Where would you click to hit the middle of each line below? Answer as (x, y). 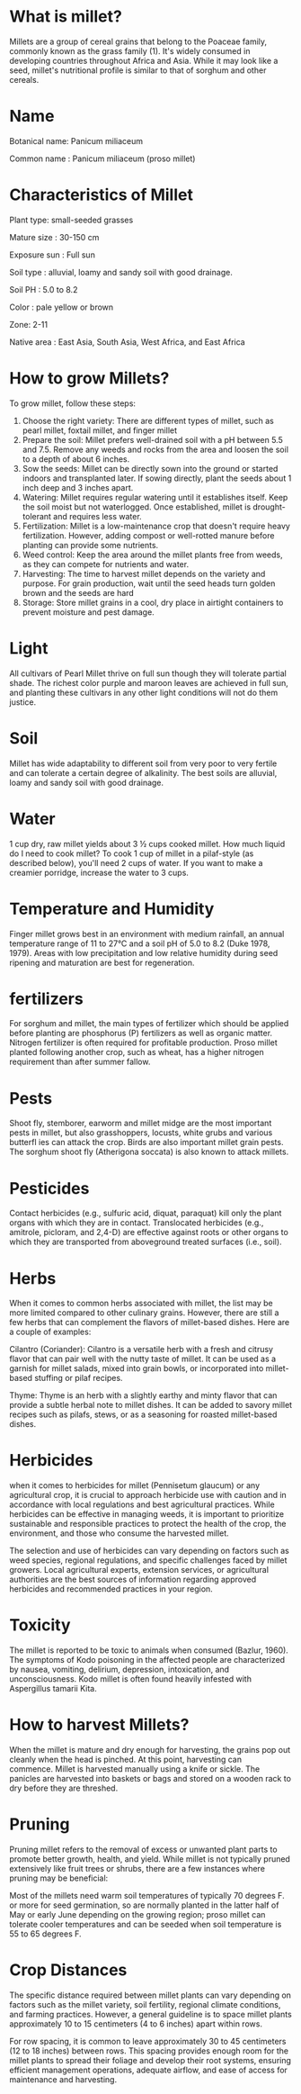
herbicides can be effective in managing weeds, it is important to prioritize (147, 1514)
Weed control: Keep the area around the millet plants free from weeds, (152, 555)
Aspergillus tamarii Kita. (53, 1689)
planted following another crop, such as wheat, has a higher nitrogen (137, 1052)
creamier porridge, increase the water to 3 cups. (99, 872)
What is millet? (66, 17)
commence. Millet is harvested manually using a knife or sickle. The (135, 1769)
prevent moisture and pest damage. (88, 612)
